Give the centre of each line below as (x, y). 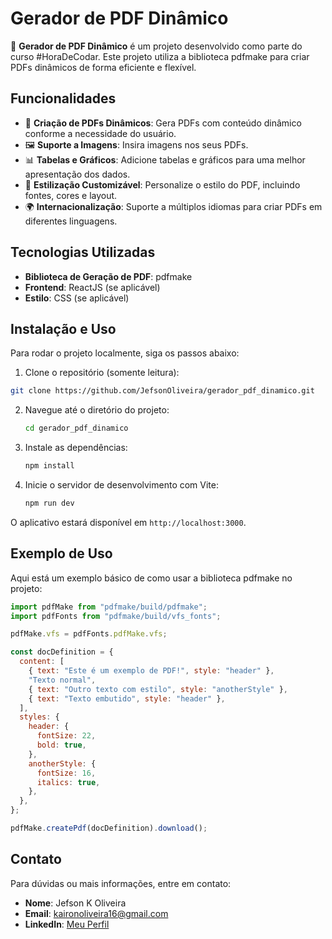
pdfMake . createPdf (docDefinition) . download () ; (109, 828)
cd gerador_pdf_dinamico (76, 428)
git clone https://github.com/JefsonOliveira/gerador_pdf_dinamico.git (162, 391)
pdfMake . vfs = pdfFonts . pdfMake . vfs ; (89, 634)
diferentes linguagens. (71, 221)
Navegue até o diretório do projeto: (97, 410)
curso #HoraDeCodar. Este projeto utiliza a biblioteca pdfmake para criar (160, 56)
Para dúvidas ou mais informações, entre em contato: (121, 883)
